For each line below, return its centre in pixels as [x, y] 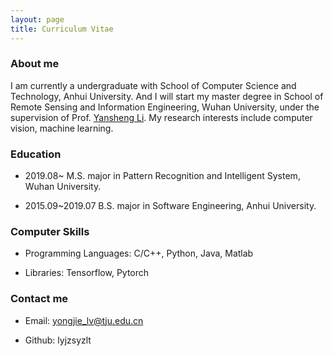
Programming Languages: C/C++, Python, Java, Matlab [139, 253]
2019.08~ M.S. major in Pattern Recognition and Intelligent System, [162, 176]
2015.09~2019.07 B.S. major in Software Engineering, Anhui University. [170, 206]
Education [36, 154]
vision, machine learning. [62, 128]
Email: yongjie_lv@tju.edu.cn [84, 320]
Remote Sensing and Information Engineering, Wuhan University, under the [165, 107]
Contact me [39, 299]
